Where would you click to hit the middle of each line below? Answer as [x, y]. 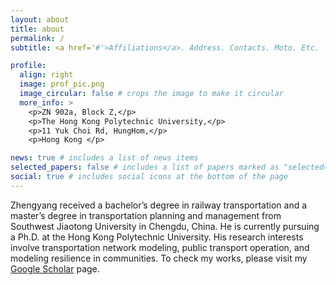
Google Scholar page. [55, 268]
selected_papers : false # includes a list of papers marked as [145, 167]
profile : [28, 66]
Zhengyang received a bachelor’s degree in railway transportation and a [159, 205]
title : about [37, 29]
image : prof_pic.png [62, 84]
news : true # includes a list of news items [104, 158]
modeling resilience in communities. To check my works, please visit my [159, 258]
